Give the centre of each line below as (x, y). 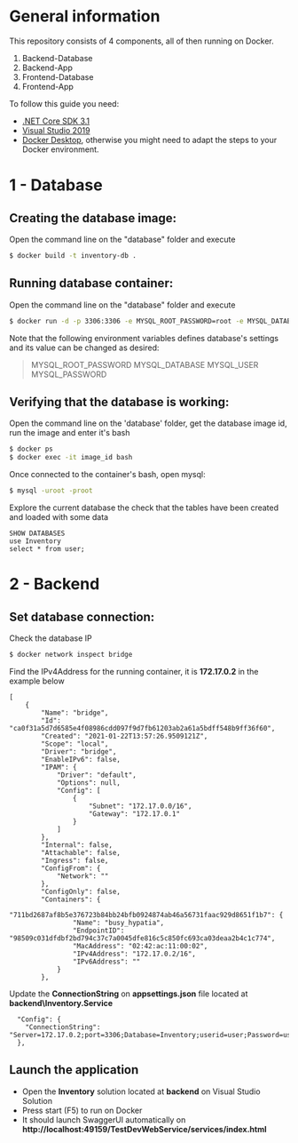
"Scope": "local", (75, 744)
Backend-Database (57, 58)
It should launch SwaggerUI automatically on (104, 1119)
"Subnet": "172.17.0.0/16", (140, 806)
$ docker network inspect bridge (71, 654)
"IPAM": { (59, 767)
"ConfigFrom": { (71, 868)
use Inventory (35, 541)
